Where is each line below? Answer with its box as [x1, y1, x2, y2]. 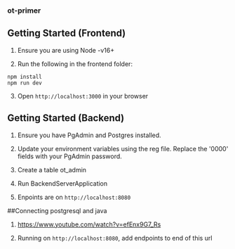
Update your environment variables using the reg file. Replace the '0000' [17, 144, 229, 153]
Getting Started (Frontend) [7, 27, 126, 39]
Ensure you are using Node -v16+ [17, 46, 114, 54]
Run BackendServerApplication [17, 179, 108, 188]
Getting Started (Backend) [7, 112, 125, 124]
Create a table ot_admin [17, 165, 86, 174]
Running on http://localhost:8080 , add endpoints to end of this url [17, 234, 213, 242]
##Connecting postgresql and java [7, 206, 107, 215]
